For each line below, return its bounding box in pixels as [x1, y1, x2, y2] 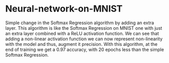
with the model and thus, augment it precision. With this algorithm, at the [5, 41, 158, 47]
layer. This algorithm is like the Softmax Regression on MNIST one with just [5, 25, 162, 31]
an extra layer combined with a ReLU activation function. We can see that [5, 30, 159, 36]
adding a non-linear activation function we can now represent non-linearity [5, 36, 163, 42]
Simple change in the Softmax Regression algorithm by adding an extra [5, 20, 154, 26]
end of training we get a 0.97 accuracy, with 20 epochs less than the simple [5, 46, 164, 52]
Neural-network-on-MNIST [5, 3, 123, 15]
